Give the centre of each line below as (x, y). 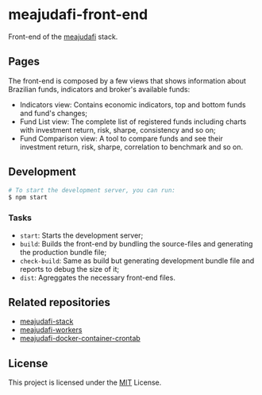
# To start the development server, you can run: (92, 190)
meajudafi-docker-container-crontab (80, 339)
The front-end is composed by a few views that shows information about (127, 80)
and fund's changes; (54, 113)
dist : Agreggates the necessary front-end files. (98, 277)
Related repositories (60, 302)
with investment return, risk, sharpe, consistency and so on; (118, 130)
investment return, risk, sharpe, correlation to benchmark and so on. (131, 147)
